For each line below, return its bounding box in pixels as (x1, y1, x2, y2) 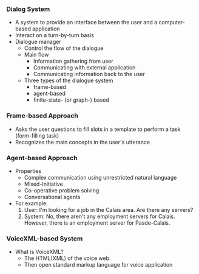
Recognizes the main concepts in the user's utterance (15, 138, 150, 146)
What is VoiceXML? (15, 248, 64, 256)
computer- (158, 19, 185, 26)
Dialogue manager (15, 38, 62, 46)
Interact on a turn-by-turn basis (15, 32, 94, 39)
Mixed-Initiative (24, 180, 64, 188)
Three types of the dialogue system (24, 77, 113, 84)
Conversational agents (24, 193, 81, 200)
